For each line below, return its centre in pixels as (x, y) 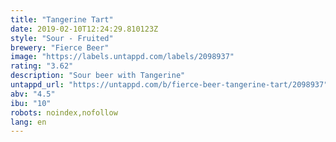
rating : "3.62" (42, 66)
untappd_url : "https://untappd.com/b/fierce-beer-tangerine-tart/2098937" (169, 85)
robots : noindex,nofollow (64, 112)
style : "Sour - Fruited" (62, 38)
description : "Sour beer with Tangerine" (98, 76)
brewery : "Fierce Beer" (60, 47)
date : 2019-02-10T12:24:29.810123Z (84, 29)
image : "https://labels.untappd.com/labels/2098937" (122, 57)
